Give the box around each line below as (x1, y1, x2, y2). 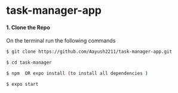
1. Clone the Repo (6, 23, 51, 31)
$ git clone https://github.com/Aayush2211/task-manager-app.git (6, 49, 172, 55)
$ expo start (6, 82, 39, 88)
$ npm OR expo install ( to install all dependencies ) (6, 70, 148, 77)
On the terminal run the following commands (6, 37, 116, 44)
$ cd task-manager (6, 59, 52, 66)
